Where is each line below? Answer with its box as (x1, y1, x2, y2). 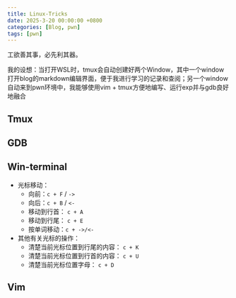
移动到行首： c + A (28, 207, 83, 216)
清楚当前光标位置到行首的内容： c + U (28, 251, 139, 260)
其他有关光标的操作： (17, 234, 80, 242)
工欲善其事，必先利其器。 (7, 50, 82, 59)
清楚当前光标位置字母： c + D (28, 260, 114, 269)
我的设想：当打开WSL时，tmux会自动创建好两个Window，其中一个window (7, 65, 225, 74)
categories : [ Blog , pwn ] (7, 23, 81, 30)
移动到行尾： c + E (28, 216, 83, 224)
